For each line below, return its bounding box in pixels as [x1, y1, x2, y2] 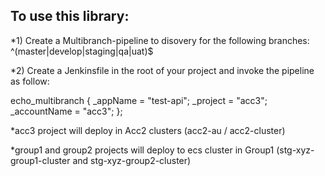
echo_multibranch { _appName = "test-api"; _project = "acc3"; [10, 94, 268, 106]
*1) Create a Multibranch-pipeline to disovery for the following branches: [10, 34, 310, 46]
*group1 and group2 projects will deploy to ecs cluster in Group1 [10, 144, 275, 156]
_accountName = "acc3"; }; [10, 105, 123, 117]
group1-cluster [10, 154, 71, 166]
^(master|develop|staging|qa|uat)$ [10, 45, 154, 57]
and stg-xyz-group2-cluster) [72, 154, 192, 166]
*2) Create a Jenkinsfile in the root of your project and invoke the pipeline [10, 64, 315, 76]
